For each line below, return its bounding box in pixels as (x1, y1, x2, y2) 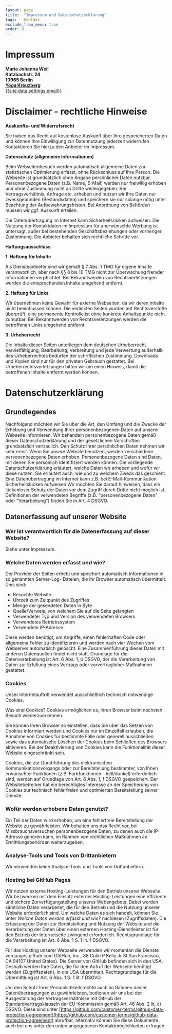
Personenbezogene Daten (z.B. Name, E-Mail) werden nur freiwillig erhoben (5, 180, 166, 186)
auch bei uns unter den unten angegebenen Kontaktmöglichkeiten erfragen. (5, 1023, 166, 1029)
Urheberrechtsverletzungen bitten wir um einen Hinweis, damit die (5, 364, 146, 369)
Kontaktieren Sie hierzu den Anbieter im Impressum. (5, 144, 116, 150)
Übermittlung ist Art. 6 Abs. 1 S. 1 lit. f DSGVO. (5, 974, 102, 980)
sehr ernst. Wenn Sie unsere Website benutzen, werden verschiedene (5, 449, 154, 454)
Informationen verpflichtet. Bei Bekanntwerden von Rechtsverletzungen (5, 275, 157, 280)
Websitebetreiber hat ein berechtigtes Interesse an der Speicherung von (5, 781, 158, 788)
